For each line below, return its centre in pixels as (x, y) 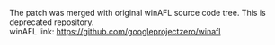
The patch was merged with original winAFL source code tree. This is (138, 13)
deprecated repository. (52, 22)
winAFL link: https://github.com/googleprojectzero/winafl (115, 31)
